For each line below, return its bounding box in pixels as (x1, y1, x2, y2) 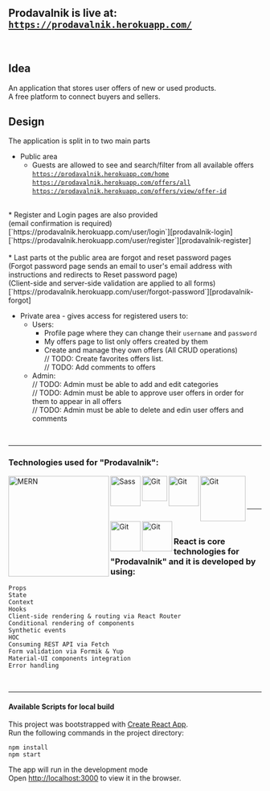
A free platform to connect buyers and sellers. (8, 92, 161, 101)
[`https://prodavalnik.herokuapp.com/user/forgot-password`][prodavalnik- (8, 287, 254, 297)
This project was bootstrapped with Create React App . (8, 719, 189, 729)
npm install (8, 744, 48, 752)
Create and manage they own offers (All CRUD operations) (43, 345, 239, 355)
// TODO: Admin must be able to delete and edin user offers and (31, 406, 243, 415)
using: (110, 566, 136, 577)
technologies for (174, 546, 239, 557)
